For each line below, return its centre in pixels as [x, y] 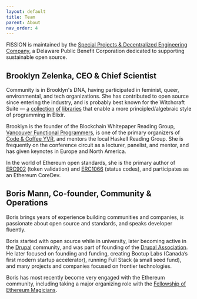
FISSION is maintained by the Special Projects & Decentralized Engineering [97, 45]
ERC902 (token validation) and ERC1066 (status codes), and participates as [98, 169]
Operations [27, 203]
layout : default [26, 11]
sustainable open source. [37, 57]
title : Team [21, 17]
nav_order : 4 [22, 28]
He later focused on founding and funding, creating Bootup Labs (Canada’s [97, 253]
